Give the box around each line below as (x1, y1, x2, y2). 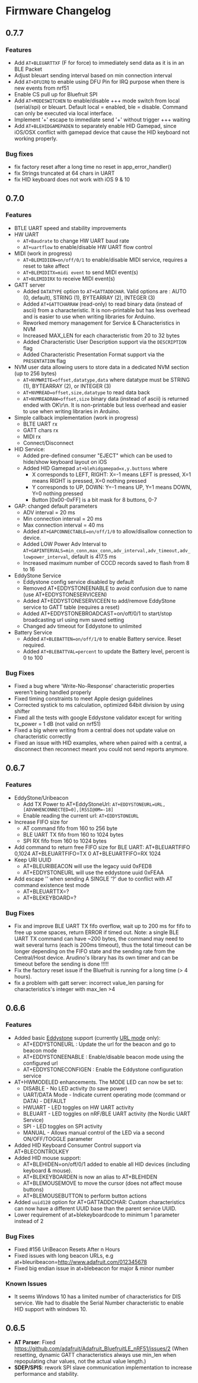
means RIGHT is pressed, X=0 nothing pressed (31, 477, 146, 484)
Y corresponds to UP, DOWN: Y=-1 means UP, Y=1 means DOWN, (31, 483, 192, 491)
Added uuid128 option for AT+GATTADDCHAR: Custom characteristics (14, 1198, 185, 1205)
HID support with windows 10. (14, 1306, 87, 1313)
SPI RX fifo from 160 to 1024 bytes (23, 837, 107, 844)
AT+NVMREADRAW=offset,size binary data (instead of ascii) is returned (23, 395, 189, 402)
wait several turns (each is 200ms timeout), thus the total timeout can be (14, 941, 192, 949)
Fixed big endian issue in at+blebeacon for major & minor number (14, 1265, 174, 1272)
